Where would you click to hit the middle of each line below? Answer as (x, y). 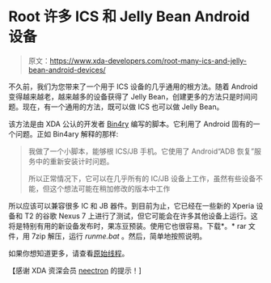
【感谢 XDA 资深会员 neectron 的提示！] (75, 270)
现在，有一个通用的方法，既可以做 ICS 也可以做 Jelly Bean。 (123, 107)
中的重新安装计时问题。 (74, 161)
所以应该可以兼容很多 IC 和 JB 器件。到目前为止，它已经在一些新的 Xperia (131, 205)
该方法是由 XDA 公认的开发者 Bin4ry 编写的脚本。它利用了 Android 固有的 (131, 124)
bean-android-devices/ (67, 70)
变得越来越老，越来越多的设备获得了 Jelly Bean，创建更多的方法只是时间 (129, 96)
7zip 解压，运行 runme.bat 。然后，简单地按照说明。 (119, 236)
